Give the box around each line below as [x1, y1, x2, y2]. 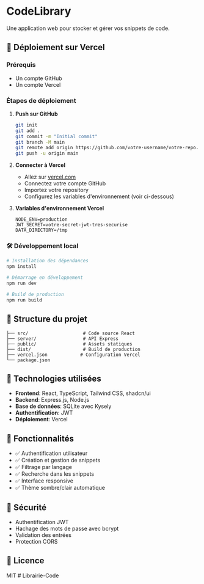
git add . [15, 127, 41, 134]
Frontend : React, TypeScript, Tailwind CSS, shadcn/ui [15, 390, 151, 397]
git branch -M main [15, 139, 65, 145]
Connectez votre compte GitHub [24, 180, 106, 187]
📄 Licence [6, 555, 45, 566]
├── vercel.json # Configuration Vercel [6, 352, 140, 358]
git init [15, 122, 38, 128]
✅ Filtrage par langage [15, 464, 72, 471]
